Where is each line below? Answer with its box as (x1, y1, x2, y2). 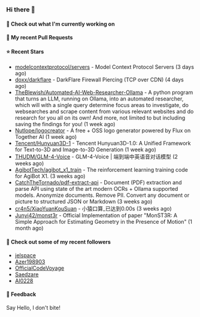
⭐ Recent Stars (6, 48, 44, 55)
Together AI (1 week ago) (14, 133, 77, 141)
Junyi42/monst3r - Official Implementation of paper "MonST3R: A (14, 212, 178, 219)
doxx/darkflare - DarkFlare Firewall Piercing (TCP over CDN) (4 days (14, 76, 184, 83)
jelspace (14, 251, 36, 259)
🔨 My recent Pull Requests (6, 34, 73, 41)
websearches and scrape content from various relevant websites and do (14, 108, 194, 115)
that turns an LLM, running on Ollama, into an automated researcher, (14, 95, 184, 102)
